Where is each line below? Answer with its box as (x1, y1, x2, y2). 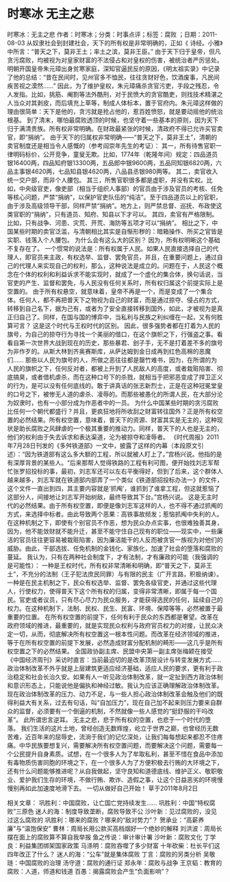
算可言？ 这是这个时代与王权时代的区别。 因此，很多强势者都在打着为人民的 (7, 321, 220, 330)
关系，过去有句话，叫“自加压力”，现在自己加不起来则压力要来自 (36, 698, 217, 707)
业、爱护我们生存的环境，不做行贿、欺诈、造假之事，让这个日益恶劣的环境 (7, 775, 217, 783)
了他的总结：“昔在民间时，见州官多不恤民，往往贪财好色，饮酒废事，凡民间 (7, 73, 220, 81)
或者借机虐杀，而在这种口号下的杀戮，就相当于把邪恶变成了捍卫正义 (30, 373, 223, 381)
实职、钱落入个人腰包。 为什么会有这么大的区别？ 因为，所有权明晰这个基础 (7, 236, 220, 244)
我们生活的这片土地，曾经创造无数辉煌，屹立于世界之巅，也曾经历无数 (20, 724, 219, 732)
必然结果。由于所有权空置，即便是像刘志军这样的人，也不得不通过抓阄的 (18, 501, 223, 509)
